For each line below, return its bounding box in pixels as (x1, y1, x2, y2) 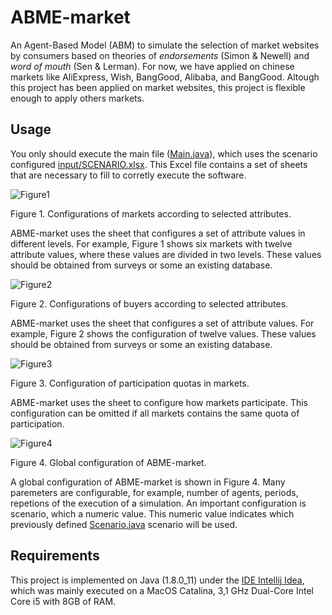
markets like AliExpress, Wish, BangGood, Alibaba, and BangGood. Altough (10, 71, 320, 83)
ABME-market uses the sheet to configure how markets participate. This (10, 396, 309, 408)
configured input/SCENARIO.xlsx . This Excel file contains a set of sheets (10, 158, 308, 170)
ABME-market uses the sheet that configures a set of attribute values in (10, 227, 306, 239)
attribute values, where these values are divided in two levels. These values (10, 248, 322, 260)
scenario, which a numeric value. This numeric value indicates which (10, 507, 295, 520)
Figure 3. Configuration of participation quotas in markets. (10, 377, 250, 389)
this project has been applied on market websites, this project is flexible (10, 81, 306, 93)
